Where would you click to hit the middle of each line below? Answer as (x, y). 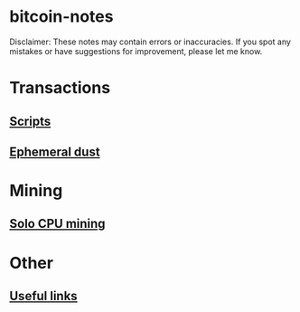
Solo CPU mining (57, 224)
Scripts (30, 121)
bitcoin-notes (61, 17)
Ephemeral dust (55, 151)
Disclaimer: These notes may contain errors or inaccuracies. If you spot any (150, 42)
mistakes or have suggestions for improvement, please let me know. (136, 51)
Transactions (60, 88)
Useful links (44, 296)
